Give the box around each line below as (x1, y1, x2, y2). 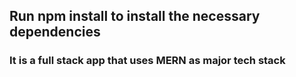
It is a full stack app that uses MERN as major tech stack (9, 54, 286, 68)
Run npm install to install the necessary (9, 8, 261, 25)
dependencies (9, 24, 101, 41)
